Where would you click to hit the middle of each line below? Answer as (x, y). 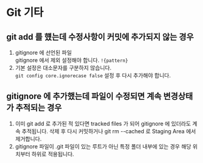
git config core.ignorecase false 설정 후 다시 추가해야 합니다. (93, 75)
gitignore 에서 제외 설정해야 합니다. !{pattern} (72, 60)
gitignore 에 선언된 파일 (43, 53)
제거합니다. (28, 139)
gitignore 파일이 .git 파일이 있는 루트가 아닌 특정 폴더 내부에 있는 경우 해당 (103, 146)
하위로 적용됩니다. (53, 154)
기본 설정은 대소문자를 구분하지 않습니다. (63, 68)
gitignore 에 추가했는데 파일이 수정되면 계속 (84, 96)
